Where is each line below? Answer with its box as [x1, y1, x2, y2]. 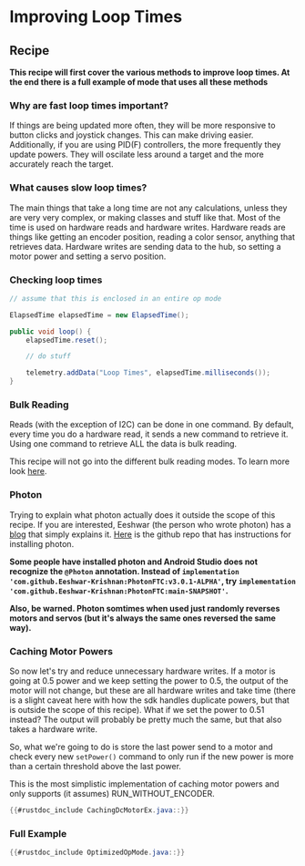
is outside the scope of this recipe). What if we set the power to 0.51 [9, 704, 265, 715]
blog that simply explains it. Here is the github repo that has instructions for [9, 529, 291, 540]
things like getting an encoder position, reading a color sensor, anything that [9, 231, 296, 242]
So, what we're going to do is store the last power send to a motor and [9, 741, 273, 752]
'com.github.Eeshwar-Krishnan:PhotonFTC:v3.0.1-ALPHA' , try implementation [9, 575, 296, 586]
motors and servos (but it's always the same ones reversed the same [9, 613, 276, 624]
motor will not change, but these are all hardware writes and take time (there [9, 685, 296, 696]
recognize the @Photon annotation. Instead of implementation [9, 565, 239, 576]
